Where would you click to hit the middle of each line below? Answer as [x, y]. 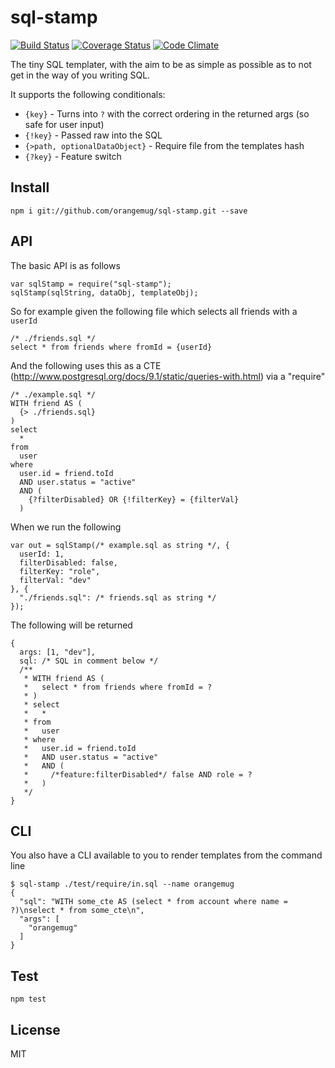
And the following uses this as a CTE [86, 365]
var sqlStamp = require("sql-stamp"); [91, 284]
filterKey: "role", [60, 571]
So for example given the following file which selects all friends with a [154, 311]
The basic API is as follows [65, 265]
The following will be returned [71, 625]
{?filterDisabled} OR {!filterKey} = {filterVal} [134, 499]
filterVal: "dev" [55, 580]
